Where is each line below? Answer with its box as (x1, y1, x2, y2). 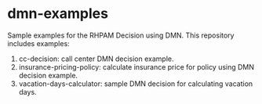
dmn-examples (7, 5, 109, 23)
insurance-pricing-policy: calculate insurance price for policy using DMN (18, 62, 255, 71)
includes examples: (7, 38, 70, 48)
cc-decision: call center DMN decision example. (18, 54, 174, 63)
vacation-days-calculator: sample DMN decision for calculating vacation (18, 79, 253, 88)
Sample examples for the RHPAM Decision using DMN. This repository (7, 30, 235, 40)
